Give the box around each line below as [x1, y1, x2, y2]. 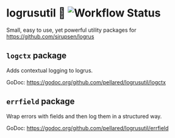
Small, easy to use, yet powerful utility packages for [6, 26, 137, 34]
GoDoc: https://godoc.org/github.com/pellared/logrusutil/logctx [6, 78, 166, 85]
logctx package [6, 51, 67, 61]
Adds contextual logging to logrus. [6, 67, 93, 74]
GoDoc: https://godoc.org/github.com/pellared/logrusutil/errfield [6, 124, 169, 131]
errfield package [6, 96, 75, 107]
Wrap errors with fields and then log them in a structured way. [6, 112, 162, 120]
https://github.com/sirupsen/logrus [6, 32, 95, 40]
